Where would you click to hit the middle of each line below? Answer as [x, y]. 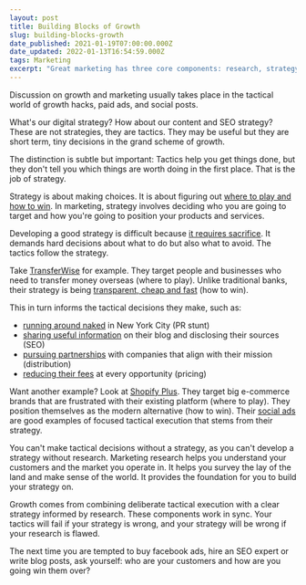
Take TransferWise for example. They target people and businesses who [146, 270]
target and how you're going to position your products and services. [137, 215]
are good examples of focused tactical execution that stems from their [141, 420]
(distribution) [47, 364]
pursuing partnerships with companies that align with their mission [148, 354]
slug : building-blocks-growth [67, 35]
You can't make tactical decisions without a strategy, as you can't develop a [152, 447]
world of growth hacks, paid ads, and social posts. [104, 104]
